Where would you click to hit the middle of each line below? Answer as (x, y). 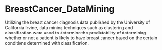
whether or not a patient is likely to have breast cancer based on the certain (81, 38)
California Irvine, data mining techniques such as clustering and (69, 27)
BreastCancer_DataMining (60, 9)
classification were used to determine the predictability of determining (76, 33)
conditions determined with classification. (47, 43)
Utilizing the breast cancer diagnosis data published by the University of (78, 22)
